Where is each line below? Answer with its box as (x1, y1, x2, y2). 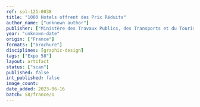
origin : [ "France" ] (6, 36, 55, 42)
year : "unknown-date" (6, 31, 60, 37)
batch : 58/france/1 (6, 92, 55, 97)
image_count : (6, 81, 39, 87)
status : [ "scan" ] (6, 64, 49, 70)
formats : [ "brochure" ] (6, 42, 62, 48)
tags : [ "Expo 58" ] (6, 53, 52, 59)
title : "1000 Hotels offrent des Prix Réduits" (6, 14, 127, 20)
